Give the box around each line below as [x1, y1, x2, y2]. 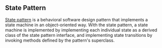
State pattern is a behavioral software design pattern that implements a [5, 16, 148, 22]
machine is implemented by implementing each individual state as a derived [5, 27, 158, 33]
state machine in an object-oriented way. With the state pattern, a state [5, 22, 148, 28]
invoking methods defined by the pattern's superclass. [5, 37, 115, 43]
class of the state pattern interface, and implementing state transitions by [5, 32, 153, 38]
